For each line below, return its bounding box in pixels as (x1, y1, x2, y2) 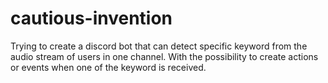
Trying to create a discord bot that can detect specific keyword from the (10, 40, 308, 52)
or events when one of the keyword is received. (10, 61, 207, 73)
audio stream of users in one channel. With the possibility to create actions (10, 50, 319, 62)
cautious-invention (10, 7, 173, 30)
